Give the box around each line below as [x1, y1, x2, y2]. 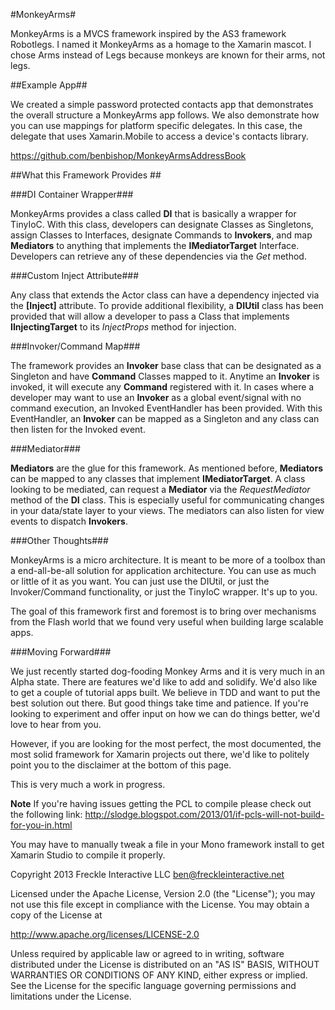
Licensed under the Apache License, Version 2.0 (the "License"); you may [10, 888, 316, 899]
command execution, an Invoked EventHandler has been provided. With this [10, 402, 323, 414]
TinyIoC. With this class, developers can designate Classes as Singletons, [10, 219, 314, 230]
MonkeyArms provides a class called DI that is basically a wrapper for [10, 208, 297, 219]
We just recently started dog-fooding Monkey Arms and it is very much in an [10, 665, 325, 677]
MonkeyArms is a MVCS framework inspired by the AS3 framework [10, 28, 287, 39]
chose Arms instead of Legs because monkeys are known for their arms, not [10, 49, 326, 61]
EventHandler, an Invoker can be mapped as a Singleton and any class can [10, 413, 320, 424]
